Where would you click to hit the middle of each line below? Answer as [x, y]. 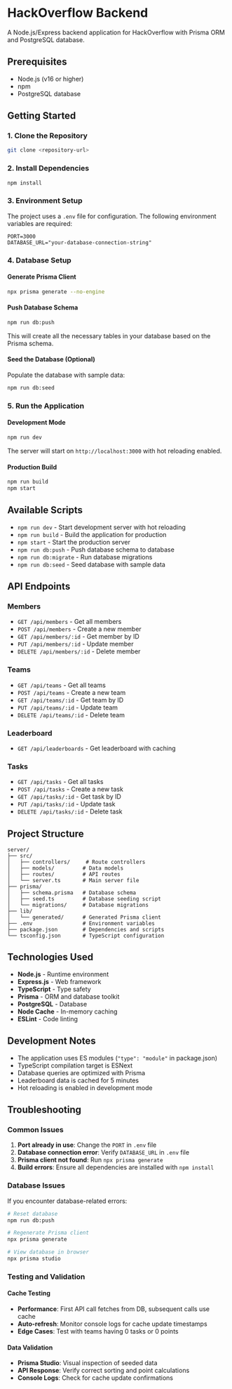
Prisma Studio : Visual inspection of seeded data [87, 1363]
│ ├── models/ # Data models [66, 868]
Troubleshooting [45, 1110]
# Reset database [33, 1214]
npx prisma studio [34, 1259]
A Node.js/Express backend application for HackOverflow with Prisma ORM [116, 32]
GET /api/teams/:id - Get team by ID [70, 700]
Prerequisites [37, 62]
